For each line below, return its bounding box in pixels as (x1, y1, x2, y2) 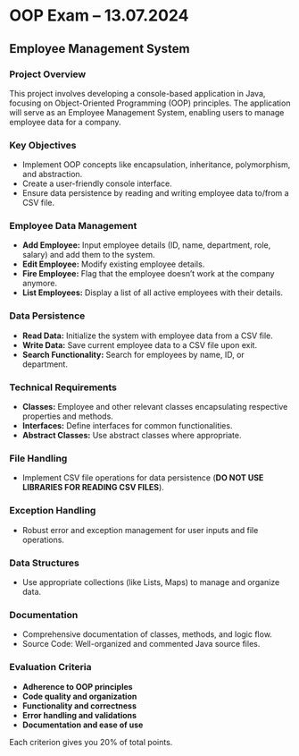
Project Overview (9, 68, 87, 81)
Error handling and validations (21, 709, 137, 720)
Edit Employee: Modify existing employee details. (21, 259, 205, 269)
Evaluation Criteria (9, 661, 92, 674)
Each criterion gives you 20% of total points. (9, 736, 173, 747)
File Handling (9, 452, 68, 464)
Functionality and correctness (21, 700, 137, 711)
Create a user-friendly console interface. (21, 178, 172, 189)
